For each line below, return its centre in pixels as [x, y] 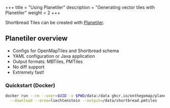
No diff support [28, 67]
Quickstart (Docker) [30, 85]
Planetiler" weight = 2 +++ [33, 13]
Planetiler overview [36, 38]
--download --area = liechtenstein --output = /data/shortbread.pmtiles [83, 100]
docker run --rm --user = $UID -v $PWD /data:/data [57, 96]
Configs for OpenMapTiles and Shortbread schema [66, 51]
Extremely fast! [28, 72]
